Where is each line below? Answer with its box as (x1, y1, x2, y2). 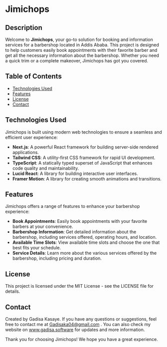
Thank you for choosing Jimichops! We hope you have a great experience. (5, 337, 159, 343)
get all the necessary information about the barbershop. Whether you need (5, 52, 160, 58)
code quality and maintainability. (12, 165, 79, 171)
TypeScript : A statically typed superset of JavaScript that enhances (12, 160, 153, 166)
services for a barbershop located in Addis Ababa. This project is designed (5, 42, 160, 48)
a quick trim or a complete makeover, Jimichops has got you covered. (5, 58, 149, 63)
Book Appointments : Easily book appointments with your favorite (12, 218, 148, 224)
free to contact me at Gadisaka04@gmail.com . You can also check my (5, 322, 151, 328)
